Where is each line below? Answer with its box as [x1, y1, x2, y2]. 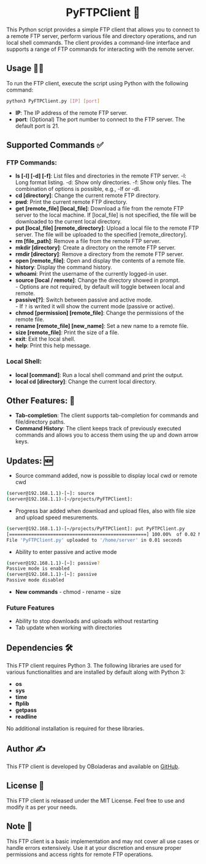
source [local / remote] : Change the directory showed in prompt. [15, 276, 180, 284]
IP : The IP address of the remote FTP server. [15, 109, 128, 116]
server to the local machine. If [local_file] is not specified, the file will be [15, 211, 197, 219]
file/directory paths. [15, 418, 66, 426]
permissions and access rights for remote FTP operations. [6, 850, 153, 858]
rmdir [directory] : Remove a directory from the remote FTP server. [15, 251, 184, 258]
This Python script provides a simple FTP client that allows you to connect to [6, 26, 200, 33]
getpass [15, 706, 37, 714]
